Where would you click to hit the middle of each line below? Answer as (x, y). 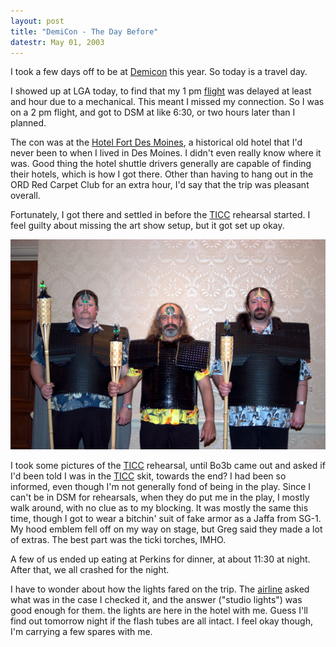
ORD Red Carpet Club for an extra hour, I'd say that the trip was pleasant (160, 185)
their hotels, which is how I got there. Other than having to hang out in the (162, 174)
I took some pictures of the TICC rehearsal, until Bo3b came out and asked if (168, 465)
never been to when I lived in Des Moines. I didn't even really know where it (166, 153)
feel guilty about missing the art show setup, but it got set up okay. (147, 226)
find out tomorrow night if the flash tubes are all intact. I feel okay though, (161, 621)
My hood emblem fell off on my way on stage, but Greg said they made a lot (166, 529)
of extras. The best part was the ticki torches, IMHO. (118, 539)
